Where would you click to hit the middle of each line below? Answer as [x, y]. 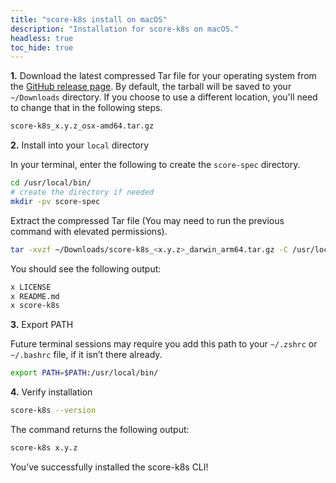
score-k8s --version [53, 411]
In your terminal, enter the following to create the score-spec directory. [155, 165]
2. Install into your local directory [80, 145]
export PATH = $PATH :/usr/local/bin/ [84, 373]
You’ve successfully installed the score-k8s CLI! [109, 467]
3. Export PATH [42, 325]
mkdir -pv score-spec [55, 201]
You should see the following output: [86, 268]
